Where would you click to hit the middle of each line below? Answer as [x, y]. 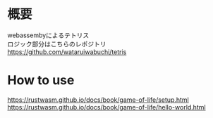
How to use [41, 80]
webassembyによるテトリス [48, 35]
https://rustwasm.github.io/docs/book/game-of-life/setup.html [98, 100]
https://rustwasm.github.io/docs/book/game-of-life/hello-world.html [107, 107]
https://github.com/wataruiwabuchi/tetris [67, 52]
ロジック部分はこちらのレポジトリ [57, 44]
